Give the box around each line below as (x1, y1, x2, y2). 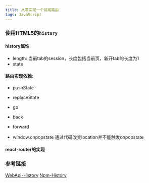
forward (12, 124, 29, 130)
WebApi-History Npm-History (5, 172, 67, 178)
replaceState (12, 94, 39, 100)
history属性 (5, 43, 30, 49)
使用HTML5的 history (5, 30, 58, 37)
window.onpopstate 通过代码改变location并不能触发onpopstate (12, 134, 144, 140)
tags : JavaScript (5, 12, 42, 17)
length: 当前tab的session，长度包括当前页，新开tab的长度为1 (12, 55, 139, 61)
